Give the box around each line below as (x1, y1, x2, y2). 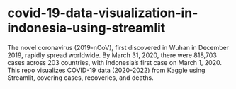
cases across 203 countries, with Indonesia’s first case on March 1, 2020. (7, 58, 222, 66)
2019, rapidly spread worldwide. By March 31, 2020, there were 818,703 (7, 51, 218, 59)
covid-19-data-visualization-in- (7, 5, 198, 21)
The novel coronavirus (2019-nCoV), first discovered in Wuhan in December (7, 43, 229, 52)
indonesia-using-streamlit (7, 20, 166, 36)
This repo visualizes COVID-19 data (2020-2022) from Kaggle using (7, 66, 206, 74)
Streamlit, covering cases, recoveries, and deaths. (7, 73, 154, 82)
